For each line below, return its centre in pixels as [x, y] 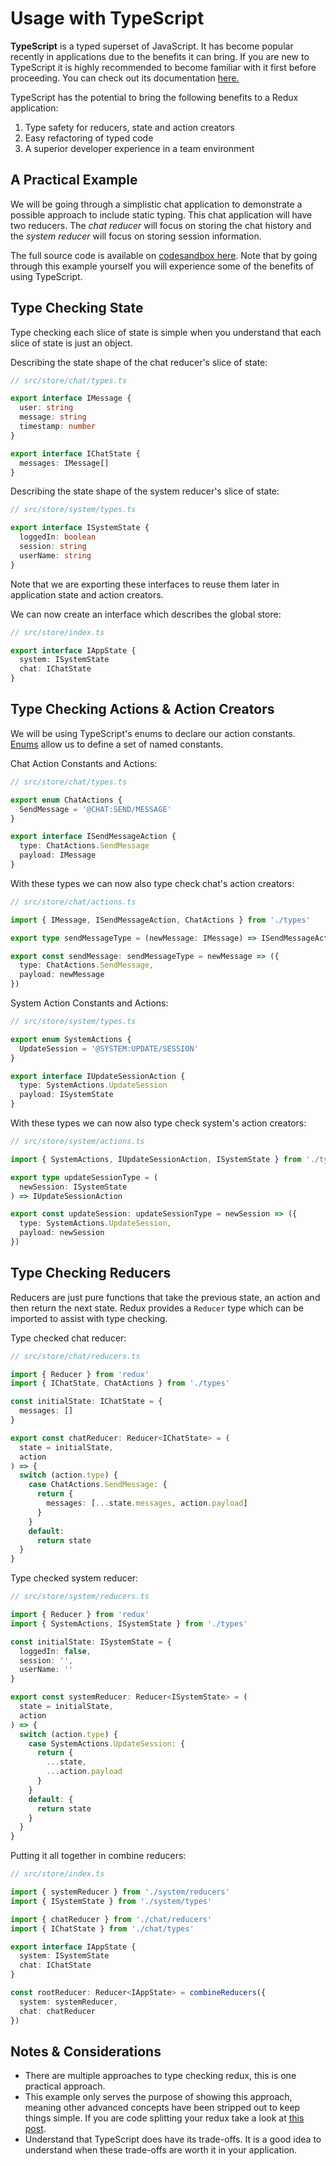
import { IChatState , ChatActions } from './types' [120, 1383]
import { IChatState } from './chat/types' [102, 1928]
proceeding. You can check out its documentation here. [125, 78]
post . [35, 2129]
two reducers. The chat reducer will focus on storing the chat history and [161, 225]
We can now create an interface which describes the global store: [146, 614]
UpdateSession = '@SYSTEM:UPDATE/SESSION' [109, 1048]
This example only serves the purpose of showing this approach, [158, 2097]
